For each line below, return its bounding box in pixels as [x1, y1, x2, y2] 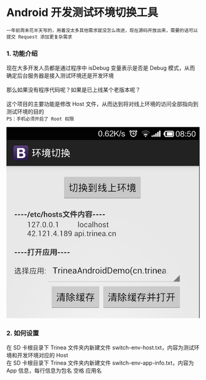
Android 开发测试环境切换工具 [6, 6, 158, 20]
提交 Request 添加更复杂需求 [6, 34, 72, 40]
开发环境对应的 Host [17, 351, 69, 359]
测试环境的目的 [6, 108, 44, 115]
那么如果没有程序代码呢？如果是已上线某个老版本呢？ [6, 86, 141, 94]
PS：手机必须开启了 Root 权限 [6, 116, 75, 123]
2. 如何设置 [6, 329, 39, 337]
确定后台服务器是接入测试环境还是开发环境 [6, 72, 114, 80]
